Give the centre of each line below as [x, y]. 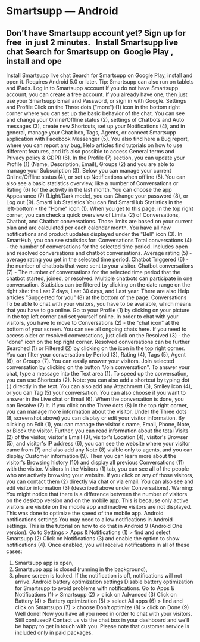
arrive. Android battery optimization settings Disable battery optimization [104, 582]
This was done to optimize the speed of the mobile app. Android [85, 513]
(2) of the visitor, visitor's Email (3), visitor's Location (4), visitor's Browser [97, 437]
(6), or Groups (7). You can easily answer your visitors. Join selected [90, 361]
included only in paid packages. [54, 632]
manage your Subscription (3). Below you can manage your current [89, 171]
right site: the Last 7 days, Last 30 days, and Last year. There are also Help [98, 291]
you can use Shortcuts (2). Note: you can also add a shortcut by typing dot [98, 380]
